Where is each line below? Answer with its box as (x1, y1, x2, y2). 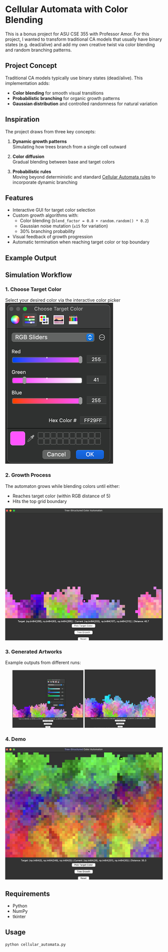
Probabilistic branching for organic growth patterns (12, 95, 120, 101)
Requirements (5, 889, 50, 898)
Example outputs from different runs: (5, 660, 81, 666)
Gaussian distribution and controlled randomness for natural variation (12, 101, 157, 107)
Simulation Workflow (5, 271, 72, 280)
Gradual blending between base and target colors (12, 158, 115, 164)
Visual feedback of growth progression (12, 234, 93, 240)
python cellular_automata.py (5, 942, 66, 947)
